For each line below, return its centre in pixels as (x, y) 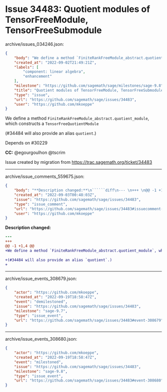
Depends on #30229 (26, 143)
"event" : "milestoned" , (39, 362)
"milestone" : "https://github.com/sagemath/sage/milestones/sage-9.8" (89, 86)
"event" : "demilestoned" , (41, 302)
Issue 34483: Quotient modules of (78, 9)
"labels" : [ (26, 67)
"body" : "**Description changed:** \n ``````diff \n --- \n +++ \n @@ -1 (85, 190)
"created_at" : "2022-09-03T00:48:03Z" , (55, 195)
